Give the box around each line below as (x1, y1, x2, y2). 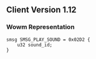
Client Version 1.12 (6, 5, 77, 15)
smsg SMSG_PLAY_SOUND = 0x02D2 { (6, 36, 91, 43)
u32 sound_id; (17, 42, 53, 48)
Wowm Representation (6, 23, 75, 31)
